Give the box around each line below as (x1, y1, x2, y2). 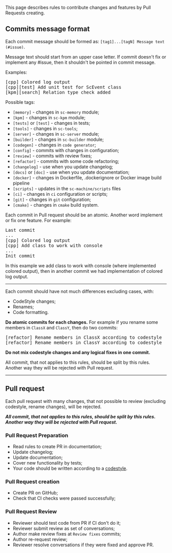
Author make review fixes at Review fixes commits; (12, 530, 121, 537)
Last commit (5, 227, 35, 233)
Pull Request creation (5, 478, 60, 485)
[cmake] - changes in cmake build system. (12, 201, 99, 208)
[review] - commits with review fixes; (12, 153, 92, 159)
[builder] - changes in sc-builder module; (12, 136, 104, 142)
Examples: (5, 69, 27, 75)
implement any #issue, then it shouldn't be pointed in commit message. (5, 59, 156, 65)
